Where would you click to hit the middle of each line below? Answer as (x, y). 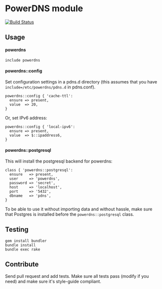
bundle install (20, 245)
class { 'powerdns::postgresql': (39, 170)
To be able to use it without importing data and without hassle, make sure (79, 209)
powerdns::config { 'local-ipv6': (40, 127)
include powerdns (23, 60)
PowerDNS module (44, 9)
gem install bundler (26, 241)
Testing (17, 230)
